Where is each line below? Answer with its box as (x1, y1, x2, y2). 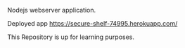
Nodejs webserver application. (7, 6, 96, 14)
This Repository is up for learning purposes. (7, 33, 135, 41)
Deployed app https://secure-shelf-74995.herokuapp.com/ (7, 19, 178, 27)
